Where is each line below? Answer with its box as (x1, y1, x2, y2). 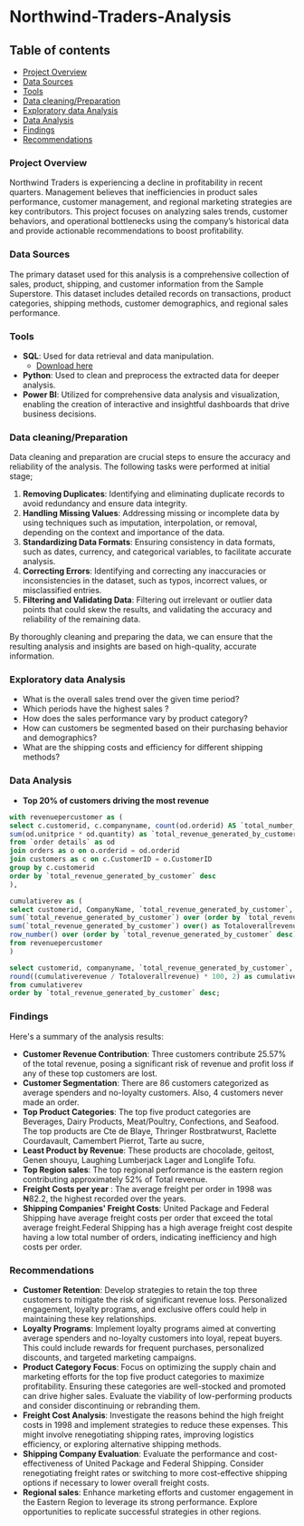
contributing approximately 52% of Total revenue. (22, 1173, 208, 1185)
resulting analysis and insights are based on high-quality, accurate (9, 641, 258, 652)
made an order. (22, 1096, 80, 1108)
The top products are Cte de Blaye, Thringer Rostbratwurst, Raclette (22, 1125, 278, 1136)
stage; (9, 471, 33, 482)
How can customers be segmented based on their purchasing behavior (22, 723, 289, 734)
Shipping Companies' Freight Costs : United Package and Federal (22, 1202, 270, 1213)
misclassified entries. (22, 585, 102, 596)
